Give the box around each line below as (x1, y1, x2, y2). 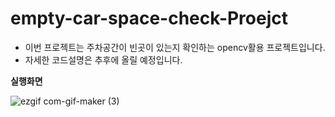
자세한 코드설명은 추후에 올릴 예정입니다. (24, 53, 183, 66)
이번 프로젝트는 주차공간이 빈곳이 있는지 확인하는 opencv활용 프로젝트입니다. (24, 41, 326, 53)
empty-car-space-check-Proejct (10, 7, 289, 30)
